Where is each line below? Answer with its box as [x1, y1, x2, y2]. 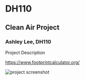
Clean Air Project [5, 23, 59, 32]
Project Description [5, 49, 45, 55]
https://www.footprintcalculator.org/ [5, 59, 80, 65]
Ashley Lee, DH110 [5, 38, 51, 45]
